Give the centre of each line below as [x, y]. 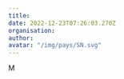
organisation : [32, 30]
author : [21, 38]
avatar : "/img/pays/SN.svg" [55, 45]
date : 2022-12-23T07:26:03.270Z [62, 23]
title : [19, 16]
